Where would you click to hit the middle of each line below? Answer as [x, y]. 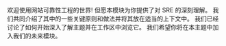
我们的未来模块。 [37, 36]
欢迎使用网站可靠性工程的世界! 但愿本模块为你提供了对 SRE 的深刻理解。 [109, 10]
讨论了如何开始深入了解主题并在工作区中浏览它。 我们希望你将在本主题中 [110, 27]
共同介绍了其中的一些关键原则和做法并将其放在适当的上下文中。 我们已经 [116, 19]
